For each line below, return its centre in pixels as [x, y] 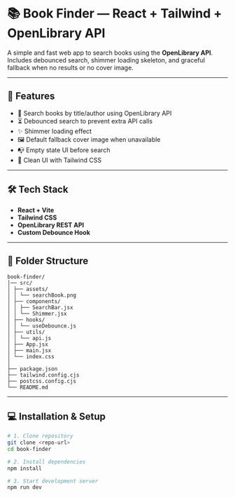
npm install [24, 468]
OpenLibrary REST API [51, 224]
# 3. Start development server [53, 481]
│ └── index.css [31, 357]
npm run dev [24, 487]
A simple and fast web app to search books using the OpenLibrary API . [110, 53]
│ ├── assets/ [28, 289]
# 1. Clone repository [40, 436]
